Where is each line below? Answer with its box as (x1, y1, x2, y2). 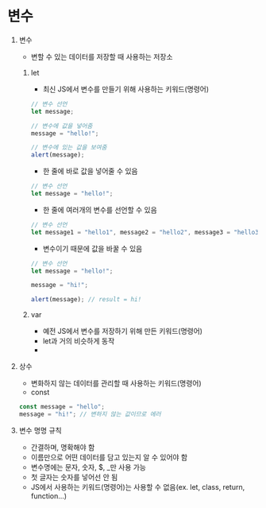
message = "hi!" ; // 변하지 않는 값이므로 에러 (18, 410, 161, 418)
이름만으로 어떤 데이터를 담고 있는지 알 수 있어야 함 (30, 452, 188, 462)
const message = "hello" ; (18, 403, 105, 411)
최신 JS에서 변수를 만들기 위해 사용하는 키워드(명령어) (42, 84, 210, 94)
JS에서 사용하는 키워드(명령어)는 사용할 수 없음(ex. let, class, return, (30, 482, 245, 491)
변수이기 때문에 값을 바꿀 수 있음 (42, 243, 143, 253)
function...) (30, 491, 67, 501)
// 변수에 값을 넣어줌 (30, 122, 93, 130)
